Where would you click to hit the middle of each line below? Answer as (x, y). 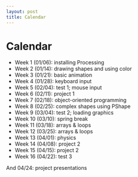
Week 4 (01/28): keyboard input (53, 81)
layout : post (22, 12)
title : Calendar (26, 17)
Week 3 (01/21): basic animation (53, 75)
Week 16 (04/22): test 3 (43, 156)
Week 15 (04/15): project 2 (47, 150)
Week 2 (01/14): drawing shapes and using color (73, 69)
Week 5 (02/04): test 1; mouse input (58, 88)
